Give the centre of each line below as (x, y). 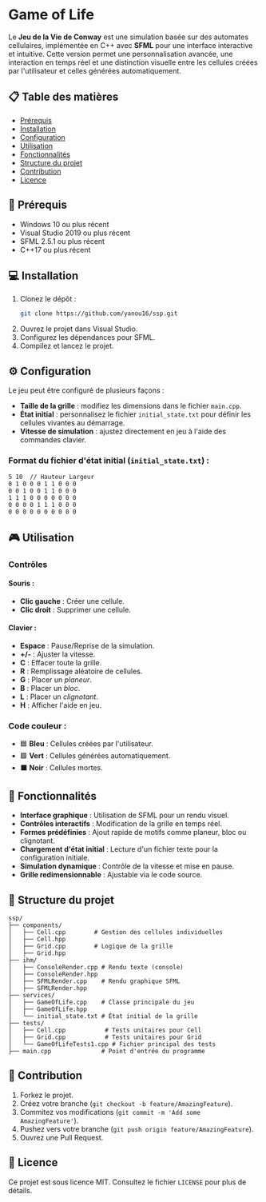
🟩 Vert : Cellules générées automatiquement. (95, 756)
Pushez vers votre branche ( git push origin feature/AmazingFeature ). (137, 1128)
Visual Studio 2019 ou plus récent (75, 233)
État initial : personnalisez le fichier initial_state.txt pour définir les (135, 414)
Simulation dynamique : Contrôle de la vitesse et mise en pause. (127, 866)
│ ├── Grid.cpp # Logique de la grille (91, 946)
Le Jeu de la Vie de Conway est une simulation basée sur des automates (129, 37)
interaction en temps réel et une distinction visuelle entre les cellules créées (133, 62)
